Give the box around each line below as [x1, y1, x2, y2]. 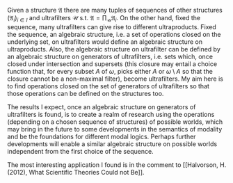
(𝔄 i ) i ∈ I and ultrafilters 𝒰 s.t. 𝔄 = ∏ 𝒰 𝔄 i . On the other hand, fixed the [7, 14, 201, 24]
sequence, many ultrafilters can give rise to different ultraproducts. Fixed [7, 22, 217, 31]
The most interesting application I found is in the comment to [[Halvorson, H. [7, 160, 227, 169]
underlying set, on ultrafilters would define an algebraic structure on [7, 38, 203, 46]
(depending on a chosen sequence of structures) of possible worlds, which [7, 118, 223, 126]
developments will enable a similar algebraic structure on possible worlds [7, 139, 218, 148]
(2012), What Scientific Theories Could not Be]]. [7, 168, 145, 176]
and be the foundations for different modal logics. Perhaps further [7, 132, 196, 141]
